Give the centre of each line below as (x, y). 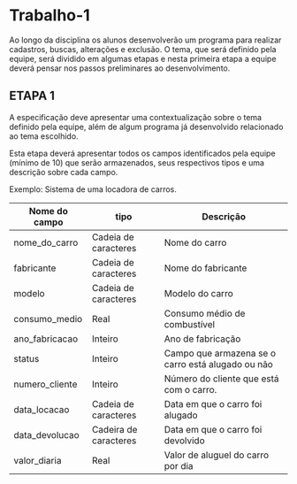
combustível (189, 324)
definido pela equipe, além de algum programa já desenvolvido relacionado (146, 127)
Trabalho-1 (49, 15)
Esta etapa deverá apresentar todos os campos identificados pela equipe (142, 153)
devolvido (184, 441)
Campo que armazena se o (220, 353)
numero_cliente (46, 384)
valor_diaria (38, 460)
